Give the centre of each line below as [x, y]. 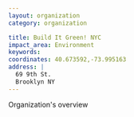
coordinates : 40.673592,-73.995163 [67, 60]
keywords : [25, 53]
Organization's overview [48, 104]
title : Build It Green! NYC [55, 37]
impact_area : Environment [51, 45]
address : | [26, 67]
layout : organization [44, 16]
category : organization [48, 23]
